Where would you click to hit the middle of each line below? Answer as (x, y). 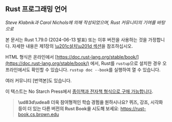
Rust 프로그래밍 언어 (36, 9)
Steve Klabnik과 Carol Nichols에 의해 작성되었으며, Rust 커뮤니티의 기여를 (80, 22)
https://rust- (133, 108)
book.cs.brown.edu (38, 114)
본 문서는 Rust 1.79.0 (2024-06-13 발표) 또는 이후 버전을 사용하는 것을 (76, 39)
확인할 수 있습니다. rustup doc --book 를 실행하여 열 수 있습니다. (96, 69)
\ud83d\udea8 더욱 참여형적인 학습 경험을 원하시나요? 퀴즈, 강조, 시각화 (90, 102)
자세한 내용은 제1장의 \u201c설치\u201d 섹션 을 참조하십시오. (73, 46)
